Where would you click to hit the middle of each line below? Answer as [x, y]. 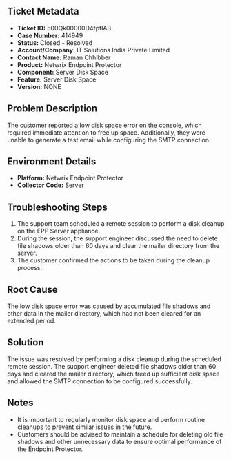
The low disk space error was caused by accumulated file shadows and [109, 306]
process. [30, 268]
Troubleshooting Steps [58, 207]
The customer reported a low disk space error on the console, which [104, 125]
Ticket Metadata [43, 11]
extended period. [32, 321]
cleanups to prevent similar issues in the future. [84, 427]
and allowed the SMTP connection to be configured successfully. [100, 381]
